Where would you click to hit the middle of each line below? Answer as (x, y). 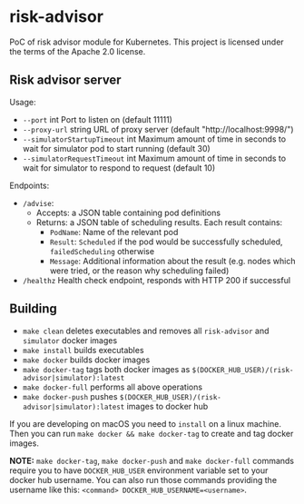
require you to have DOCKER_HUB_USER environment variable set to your (139, 470)
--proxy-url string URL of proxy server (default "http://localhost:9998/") (158, 129)
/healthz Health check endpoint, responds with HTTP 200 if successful (157, 280)
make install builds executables (83, 350)
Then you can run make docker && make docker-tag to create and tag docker (152, 433)
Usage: (23, 102)
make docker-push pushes (70, 396)
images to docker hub (167, 406)
